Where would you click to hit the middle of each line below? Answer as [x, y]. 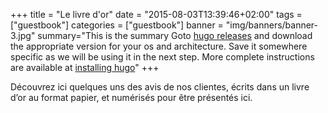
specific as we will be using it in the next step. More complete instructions [162, 57]
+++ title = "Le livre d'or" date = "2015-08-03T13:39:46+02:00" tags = [156, 14]
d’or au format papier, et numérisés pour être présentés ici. [131, 97]
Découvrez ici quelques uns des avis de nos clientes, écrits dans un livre [160, 87]
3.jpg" [23, 35]
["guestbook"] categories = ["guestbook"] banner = [117, 25]
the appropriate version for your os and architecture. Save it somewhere [159, 46]
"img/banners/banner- [272, 25]
